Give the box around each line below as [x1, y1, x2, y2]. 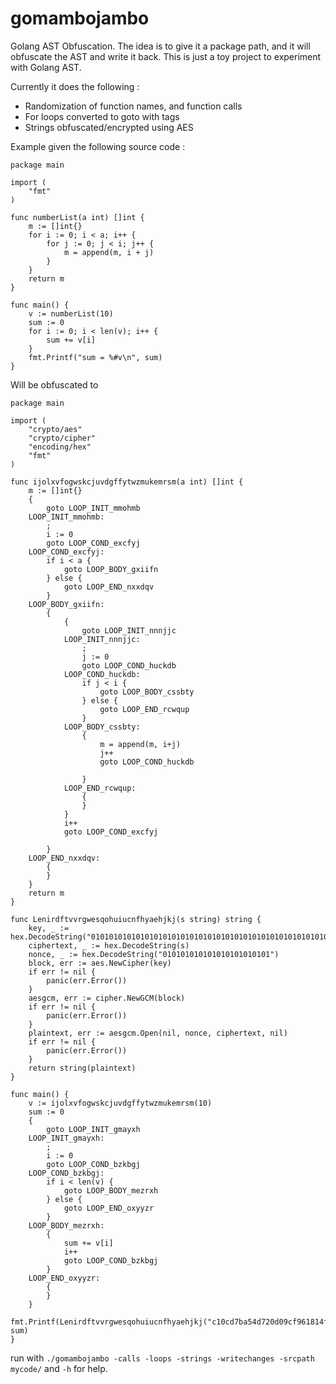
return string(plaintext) [28, 1063, 137, 1073]
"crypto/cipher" [28, 433, 97, 443]
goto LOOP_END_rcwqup [99, 704, 190, 714]
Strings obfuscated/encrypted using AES [24, 121, 194, 133]
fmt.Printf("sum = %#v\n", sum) [28, 352, 163, 362]
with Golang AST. [10, 61, 82, 73]
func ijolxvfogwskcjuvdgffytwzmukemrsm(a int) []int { [10, 477, 244, 487]
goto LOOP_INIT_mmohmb [46, 503, 141, 513]
